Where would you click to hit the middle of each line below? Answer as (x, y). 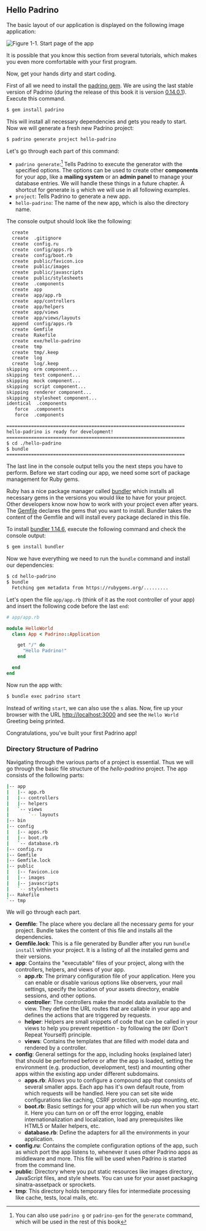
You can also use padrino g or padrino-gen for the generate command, (104, 1215)
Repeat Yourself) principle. (58, 1035)
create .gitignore (37, 239)
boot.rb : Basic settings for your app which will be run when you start (111, 1106)
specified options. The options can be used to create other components (106, 171)
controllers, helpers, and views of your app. (70, 970)
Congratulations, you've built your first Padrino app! (72, 733)
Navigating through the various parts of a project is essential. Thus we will (100, 762)
